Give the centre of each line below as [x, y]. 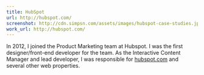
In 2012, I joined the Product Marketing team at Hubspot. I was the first [95, 46]
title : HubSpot [25, 12]
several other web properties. [43, 66]
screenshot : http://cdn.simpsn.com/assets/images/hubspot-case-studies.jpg [104, 23]
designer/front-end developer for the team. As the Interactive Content [93, 53]
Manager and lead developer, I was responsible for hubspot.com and [93, 59]
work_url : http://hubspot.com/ [46, 29]
